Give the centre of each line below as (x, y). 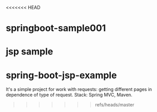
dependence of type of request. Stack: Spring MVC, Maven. (69, 95)
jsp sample (30, 52)
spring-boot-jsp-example (61, 75)
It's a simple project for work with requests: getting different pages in (79, 89)
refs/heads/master (115, 105)
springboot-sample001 (56, 28)
